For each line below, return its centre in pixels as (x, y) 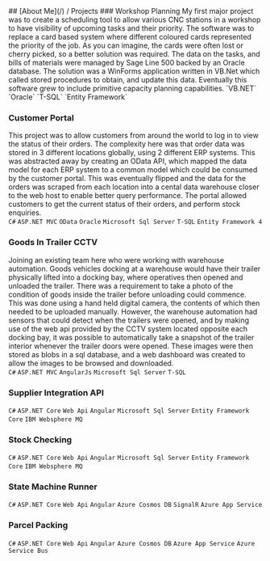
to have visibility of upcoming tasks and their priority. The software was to (131, 28)
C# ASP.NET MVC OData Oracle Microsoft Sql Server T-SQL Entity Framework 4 (135, 222)
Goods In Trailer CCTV (53, 243)
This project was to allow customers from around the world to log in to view (134, 136)
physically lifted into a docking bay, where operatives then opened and (126, 277)
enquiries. (25, 213)
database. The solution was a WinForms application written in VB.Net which (134, 71)
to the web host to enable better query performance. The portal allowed (128, 196)
